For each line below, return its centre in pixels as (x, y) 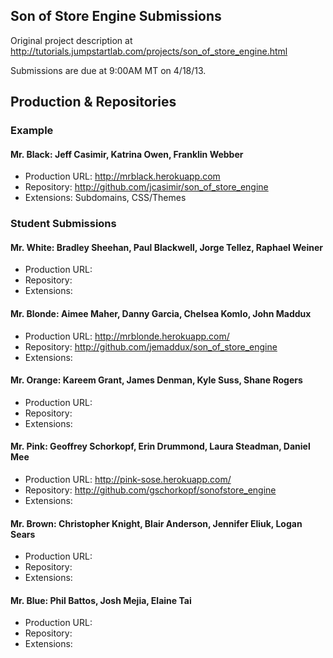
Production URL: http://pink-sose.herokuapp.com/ (128, 480)
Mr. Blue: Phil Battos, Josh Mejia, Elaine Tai (101, 600)
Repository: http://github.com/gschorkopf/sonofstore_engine (150, 490)
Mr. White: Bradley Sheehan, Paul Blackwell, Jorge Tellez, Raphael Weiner (166, 247)
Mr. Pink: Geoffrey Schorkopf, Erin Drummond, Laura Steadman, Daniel (160, 446)
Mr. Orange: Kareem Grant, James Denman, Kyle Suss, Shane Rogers (156, 380)
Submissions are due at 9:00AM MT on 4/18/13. (108, 70)
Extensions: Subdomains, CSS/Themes (105, 198)
